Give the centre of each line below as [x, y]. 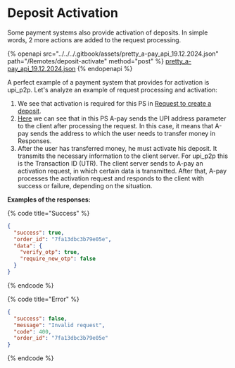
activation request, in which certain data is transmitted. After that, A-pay [122, 171]
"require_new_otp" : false [58, 259]
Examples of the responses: [49, 200]
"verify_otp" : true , [50, 252]
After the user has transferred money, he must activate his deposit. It [117, 148]
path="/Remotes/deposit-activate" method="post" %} [85, 61]
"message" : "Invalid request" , [59, 325]
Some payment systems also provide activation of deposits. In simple [108, 32]
